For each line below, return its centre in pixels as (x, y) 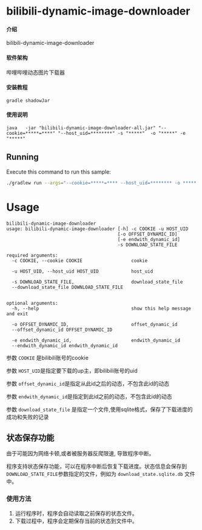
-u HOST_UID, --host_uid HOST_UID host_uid (82, 271)
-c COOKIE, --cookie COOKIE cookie (80, 260)
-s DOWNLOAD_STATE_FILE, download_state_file (97, 282)
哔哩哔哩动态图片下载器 (35, 72)
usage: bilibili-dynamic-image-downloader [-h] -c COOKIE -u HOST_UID (97, 229)
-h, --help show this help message (101, 308)
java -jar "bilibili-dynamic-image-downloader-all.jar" (81, 128)
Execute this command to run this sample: (59, 172)
